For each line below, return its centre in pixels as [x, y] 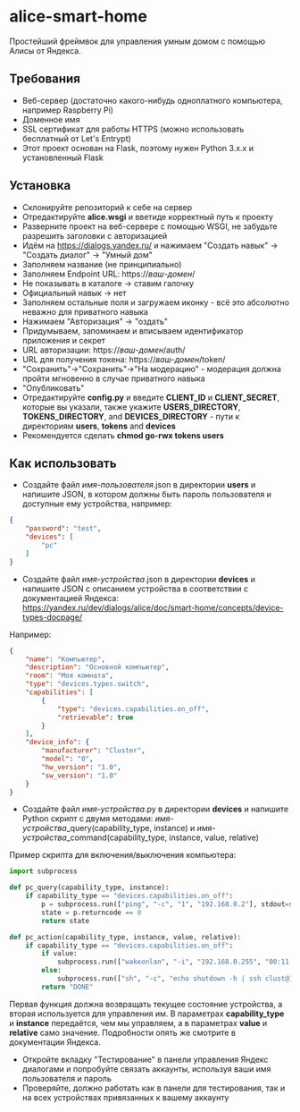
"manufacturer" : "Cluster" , [93, 751]
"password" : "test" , [63, 529]
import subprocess [43, 871]
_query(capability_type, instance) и [131, 828]
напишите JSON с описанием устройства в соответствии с [135, 589]
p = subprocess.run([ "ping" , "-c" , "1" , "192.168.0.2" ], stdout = [166, 904]
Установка [40, 186]
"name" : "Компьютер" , [65, 659]
